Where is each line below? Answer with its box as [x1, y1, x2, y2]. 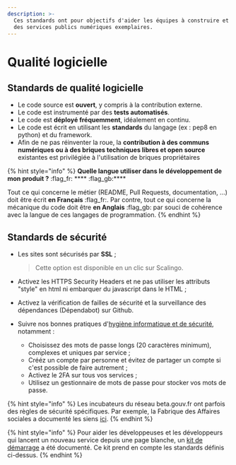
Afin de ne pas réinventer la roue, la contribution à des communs [17, 139, 210, 147]
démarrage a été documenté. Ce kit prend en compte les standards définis [7, 443, 225, 452]
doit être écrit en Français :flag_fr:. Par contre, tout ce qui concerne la [7, 196, 212, 204]
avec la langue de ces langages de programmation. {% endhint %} [7, 211, 201, 219]
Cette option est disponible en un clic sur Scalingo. [35, 264, 184, 272]
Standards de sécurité [7, 231, 107, 243]
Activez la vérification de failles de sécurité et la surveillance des [17, 298, 206, 307]
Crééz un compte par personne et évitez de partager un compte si [28, 356, 221, 365]
